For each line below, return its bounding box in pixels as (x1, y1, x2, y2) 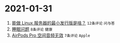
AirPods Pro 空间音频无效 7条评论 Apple (11, 32, 90, 38)
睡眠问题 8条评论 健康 (11, 26, 53, 32)
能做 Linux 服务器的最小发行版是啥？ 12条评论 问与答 (11, 20, 115, 26)
